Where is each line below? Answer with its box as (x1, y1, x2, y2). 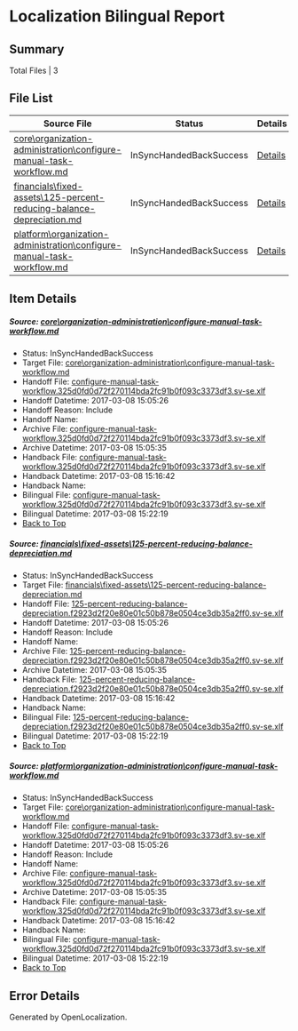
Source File (43, 117, 92, 130)
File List (9, 91, 53, 106)
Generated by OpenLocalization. (9, 1011, 128, 1022)
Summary (9, 42, 65, 57)
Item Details (9, 292, 77, 307)
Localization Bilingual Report (9, 6, 225, 27)
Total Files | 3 (9, 65, 59, 76)
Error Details (9, 988, 80, 1003)
